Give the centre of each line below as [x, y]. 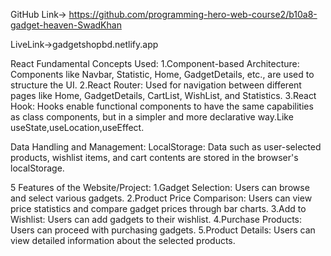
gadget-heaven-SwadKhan [66, 25]
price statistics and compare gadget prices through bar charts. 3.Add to [158, 208]
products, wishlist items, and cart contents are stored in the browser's [154, 157]
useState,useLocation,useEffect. [77, 127]
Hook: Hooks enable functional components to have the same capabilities [162, 106]
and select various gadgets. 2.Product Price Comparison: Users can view [161, 198]
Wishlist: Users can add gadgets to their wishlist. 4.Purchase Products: [156, 219]
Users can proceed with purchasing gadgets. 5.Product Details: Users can [163, 230]
